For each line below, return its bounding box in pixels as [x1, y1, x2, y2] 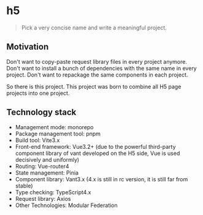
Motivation [6, 42, 49, 52]
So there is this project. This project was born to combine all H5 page [6, 83, 182, 90]
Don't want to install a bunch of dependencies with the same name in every [6, 64, 197, 72]
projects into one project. [6, 89, 70, 97]
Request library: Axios [15, 195, 71, 202]
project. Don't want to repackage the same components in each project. [6, 71, 188, 78]
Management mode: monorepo [15, 123, 94, 130]
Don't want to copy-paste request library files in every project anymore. [6, 58, 187, 65]
